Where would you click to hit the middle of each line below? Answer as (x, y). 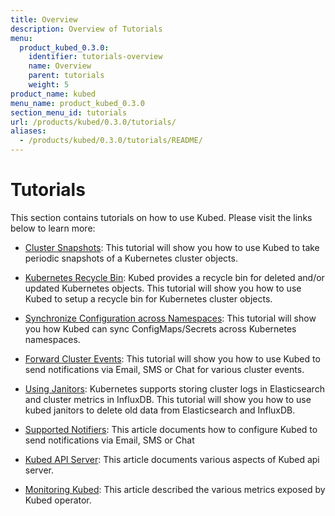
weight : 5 (49, 85)
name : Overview (60, 66)
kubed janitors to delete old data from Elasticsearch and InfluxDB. (160, 410)
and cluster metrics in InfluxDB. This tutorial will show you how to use (168, 399)
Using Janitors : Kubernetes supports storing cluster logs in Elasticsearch (174, 388)
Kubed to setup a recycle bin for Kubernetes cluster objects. (148, 298)
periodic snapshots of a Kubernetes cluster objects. (131, 258)
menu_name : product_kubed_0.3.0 (77, 103)
